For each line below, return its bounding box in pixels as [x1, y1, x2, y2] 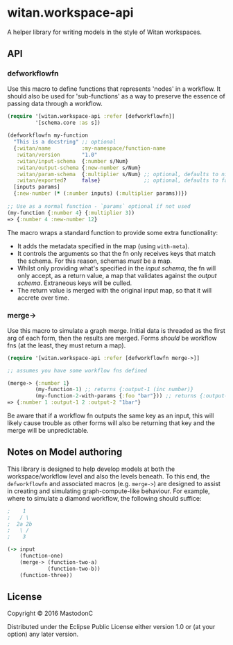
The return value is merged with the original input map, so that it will [17, 286, 212, 294]
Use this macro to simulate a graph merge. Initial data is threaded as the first [7, 326, 225, 334]
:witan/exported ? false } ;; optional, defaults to [16, 177, 218, 184]
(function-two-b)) [47, 565, 101, 572]
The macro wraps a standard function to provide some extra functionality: [7, 228, 218, 237]
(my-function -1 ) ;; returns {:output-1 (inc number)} [35, 386, 194, 393]
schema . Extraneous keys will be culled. [17, 279, 132, 287]
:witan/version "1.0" [16, 151, 98, 158]
